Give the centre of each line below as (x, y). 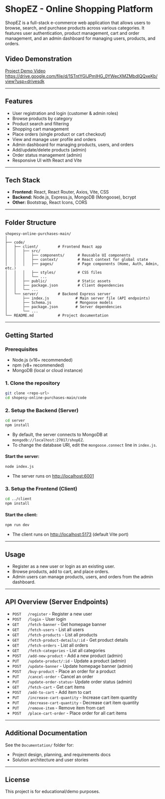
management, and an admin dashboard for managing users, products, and (80, 38)
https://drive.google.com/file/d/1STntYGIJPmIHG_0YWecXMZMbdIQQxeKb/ (82, 76)
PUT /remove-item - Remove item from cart (58, 708)
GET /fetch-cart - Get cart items (48, 687)
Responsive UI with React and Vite (47, 160)
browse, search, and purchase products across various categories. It (75, 28)
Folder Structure (31, 222)
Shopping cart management (41, 129)
